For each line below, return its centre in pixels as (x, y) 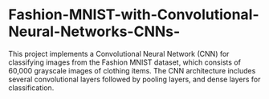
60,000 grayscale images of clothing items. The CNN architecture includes (132, 70)
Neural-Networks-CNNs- (94, 32)
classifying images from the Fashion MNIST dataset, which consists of (124, 62)
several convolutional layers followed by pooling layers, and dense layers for (134, 79)
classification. (31, 87)
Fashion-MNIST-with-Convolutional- (134, 15)
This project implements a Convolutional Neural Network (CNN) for (119, 53)
